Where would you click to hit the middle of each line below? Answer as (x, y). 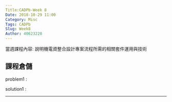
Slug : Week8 (18, 29)
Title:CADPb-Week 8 (26, 10)
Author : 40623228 (24, 34)
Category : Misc (21, 19)
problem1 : (16, 79)
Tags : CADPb (18, 24)
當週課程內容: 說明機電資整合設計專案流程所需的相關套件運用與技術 (76, 49)
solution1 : (16, 89)
